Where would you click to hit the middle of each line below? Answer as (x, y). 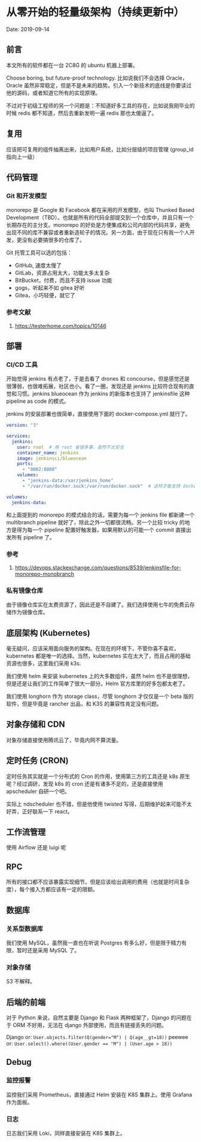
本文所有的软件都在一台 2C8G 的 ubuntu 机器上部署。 (72, 65)
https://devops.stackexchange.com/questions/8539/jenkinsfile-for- (98, 567)
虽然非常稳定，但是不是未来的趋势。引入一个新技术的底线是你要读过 (108, 85)
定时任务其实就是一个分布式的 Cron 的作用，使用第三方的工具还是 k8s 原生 (98, 776)
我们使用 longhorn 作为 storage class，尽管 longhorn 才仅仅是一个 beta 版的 (100, 696)
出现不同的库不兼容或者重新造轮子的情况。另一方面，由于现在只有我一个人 (98, 233)
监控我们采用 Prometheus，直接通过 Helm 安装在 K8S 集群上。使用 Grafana (99, 1094)
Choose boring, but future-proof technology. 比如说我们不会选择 (86, 78)
